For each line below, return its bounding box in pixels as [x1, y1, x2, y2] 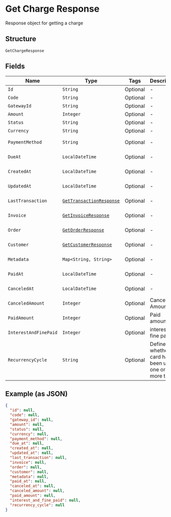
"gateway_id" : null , [10, 417, 53, 422]
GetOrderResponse [62, 227, 104, 233]
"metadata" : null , [10, 474, 49, 479]
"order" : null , [10, 465, 42, 470]
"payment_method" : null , [10, 436, 63, 441]
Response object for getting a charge [5, 20, 83, 26]
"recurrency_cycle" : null [10, 502, 65, 507]
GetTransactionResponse [62, 198, 120, 204]
